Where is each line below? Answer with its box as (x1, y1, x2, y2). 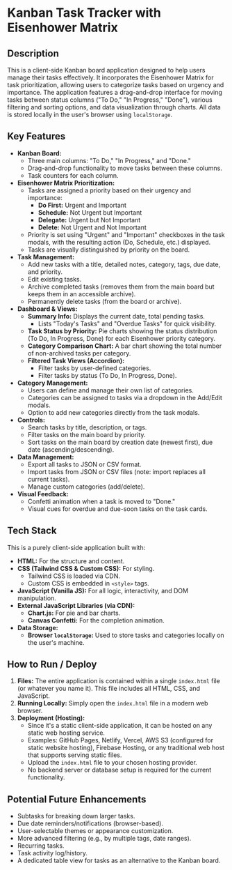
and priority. (27, 267, 63, 276)
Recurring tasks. (17, 841, 65, 850)
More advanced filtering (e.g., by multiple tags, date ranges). (17, 834, 192, 843)
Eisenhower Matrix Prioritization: (17, 178, 115, 187)
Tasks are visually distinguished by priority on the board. (27, 245, 190, 254)
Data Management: (17, 452, 74, 461)
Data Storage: (17, 623, 58, 632)
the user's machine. (27, 638, 85, 646)
